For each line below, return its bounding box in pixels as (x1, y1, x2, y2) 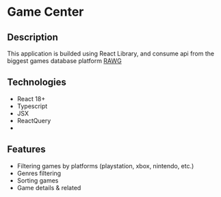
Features (7, 144, 46, 155)
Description (7, 31, 58, 43)
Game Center (7, 4, 84, 20)
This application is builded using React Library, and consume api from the (7, 49, 214, 57)
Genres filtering (16, 169, 62, 177)
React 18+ (16, 94, 46, 103)
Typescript (16, 102, 48, 110)
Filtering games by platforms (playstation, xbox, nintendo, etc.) (16, 161, 194, 170)
